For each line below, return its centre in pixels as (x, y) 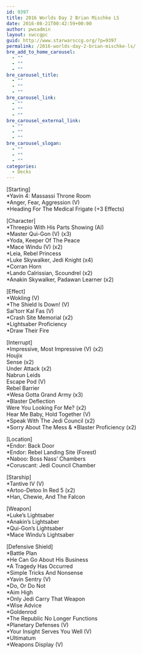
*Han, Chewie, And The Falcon (46, 497)
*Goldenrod (22, 612)
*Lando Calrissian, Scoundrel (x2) (49, 273)
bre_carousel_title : (33, 75)
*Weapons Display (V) (35, 645)
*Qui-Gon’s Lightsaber (35, 528)
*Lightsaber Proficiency (37, 324)
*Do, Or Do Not (26, 586)
